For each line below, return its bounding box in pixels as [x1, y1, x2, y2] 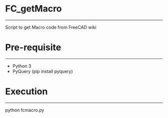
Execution [5, 86, 48, 97]
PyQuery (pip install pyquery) [12, 68, 73, 74]
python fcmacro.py [5, 107, 44, 113]
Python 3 [12, 63, 31, 69]
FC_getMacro [5, 3, 62, 14]
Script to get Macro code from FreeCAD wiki [5, 24, 96, 30]
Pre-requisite [5, 42, 61, 53]
